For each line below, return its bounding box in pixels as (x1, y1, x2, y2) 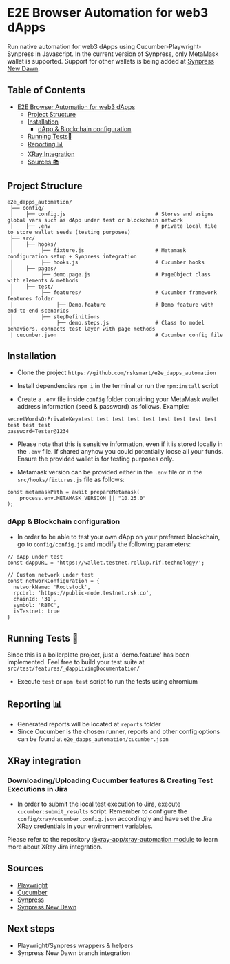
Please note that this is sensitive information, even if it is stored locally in (17, 440, 223, 448)
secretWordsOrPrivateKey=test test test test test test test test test (7, 416, 217, 423)
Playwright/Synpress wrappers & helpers (17, 941, 134, 949)
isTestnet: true (13, 608, 60, 615)
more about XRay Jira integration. (7, 842, 103, 851)
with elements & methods (7, 277, 79, 284)
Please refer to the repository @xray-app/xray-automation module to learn (7, 835, 218, 843)
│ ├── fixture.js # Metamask (10, 247, 187, 253)
